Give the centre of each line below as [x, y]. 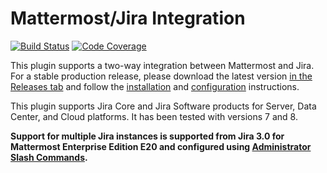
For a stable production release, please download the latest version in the [161, 76]
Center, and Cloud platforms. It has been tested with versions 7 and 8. [154, 116]
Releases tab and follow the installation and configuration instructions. [155, 86]
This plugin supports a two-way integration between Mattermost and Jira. [162, 65]
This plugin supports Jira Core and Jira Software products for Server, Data [163, 106]
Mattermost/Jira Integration [128, 18]
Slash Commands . [49, 157]
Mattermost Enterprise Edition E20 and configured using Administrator [161, 146]
